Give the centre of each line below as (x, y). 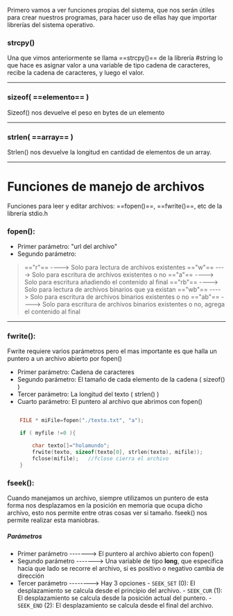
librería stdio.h (28, 213)
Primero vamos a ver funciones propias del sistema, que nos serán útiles (111, 10)
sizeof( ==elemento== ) (48, 97)
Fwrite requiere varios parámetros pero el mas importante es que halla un (112, 351)
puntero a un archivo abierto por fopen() (65, 359)
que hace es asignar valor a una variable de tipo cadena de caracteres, (109, 65)
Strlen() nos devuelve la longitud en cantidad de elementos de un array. (110, 152)
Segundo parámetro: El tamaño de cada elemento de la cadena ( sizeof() (121, 380)
